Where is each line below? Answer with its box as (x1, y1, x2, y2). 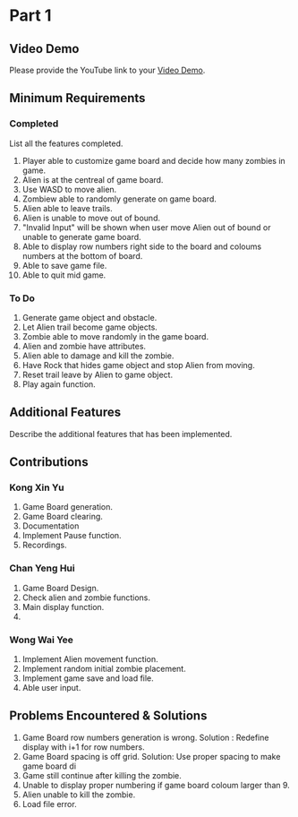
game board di (21, 761, 77, 771)
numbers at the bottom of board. (21, 250, 143, 261)
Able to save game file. (21, 260, 107, 271)
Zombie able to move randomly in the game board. (21, 331, 209, 341)
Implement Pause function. (21, 530, 123, 541)
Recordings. (21, 539, 67, 551)
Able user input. (21, 683, 81, 693)
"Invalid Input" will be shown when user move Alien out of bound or (21, 221, 271, 233)
